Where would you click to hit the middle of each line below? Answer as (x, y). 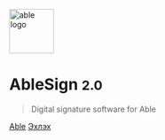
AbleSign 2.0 (56, 85)
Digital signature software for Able (94, 109)
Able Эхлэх (30, 126)
